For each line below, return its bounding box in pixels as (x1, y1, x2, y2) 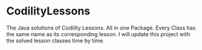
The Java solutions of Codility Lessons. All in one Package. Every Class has (6, 24, 196, 31)
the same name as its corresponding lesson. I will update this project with (6, 30, 190, 37)
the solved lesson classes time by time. (6, 37, 105, 44)
